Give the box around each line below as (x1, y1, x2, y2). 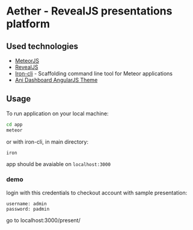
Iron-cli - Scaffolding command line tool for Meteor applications (14, 70, 173, 77)
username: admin (6, 200, 47, 206)
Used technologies (6, 41, 79, 51)
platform (6, 17, 50, 31)
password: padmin (6, 206, 50, 212)
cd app (6, 121, 23, 127)
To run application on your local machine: (6, 110, 109, 117)
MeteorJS (14, 57, 40, 64)
